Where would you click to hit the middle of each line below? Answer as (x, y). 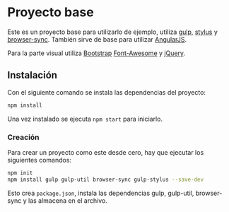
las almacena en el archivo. (67, 200)
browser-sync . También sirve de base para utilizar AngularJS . (97, 39)
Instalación (33, 75)
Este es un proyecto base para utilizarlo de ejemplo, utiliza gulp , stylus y (112, 32)
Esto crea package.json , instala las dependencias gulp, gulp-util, (101, 193)
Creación (24, 137)
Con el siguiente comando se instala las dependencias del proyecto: (107, 92)
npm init (20, 173)
